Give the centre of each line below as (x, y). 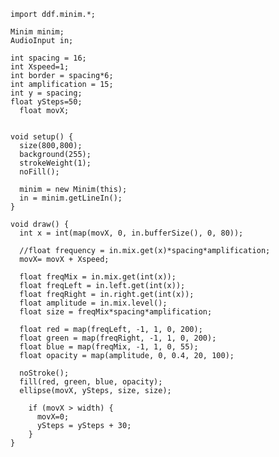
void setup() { (42, 137)
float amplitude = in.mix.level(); (93, 303)
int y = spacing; (46, 93)
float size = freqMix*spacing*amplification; (116, 312)
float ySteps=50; (46, 102)
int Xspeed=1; (40, 67)
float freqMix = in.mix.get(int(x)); (98, 277)
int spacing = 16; (48, 58)
